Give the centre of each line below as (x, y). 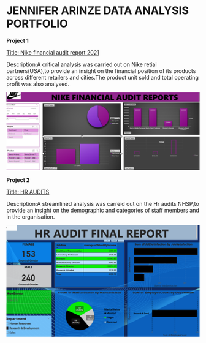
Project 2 (18, 180)
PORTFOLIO (37, 24)
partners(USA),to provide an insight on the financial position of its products (101, 70)
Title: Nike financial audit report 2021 (53, 52)
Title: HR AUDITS (28, 192)
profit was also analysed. (38, 84)
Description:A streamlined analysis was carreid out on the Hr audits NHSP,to (103, 203)
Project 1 (17, 40)
